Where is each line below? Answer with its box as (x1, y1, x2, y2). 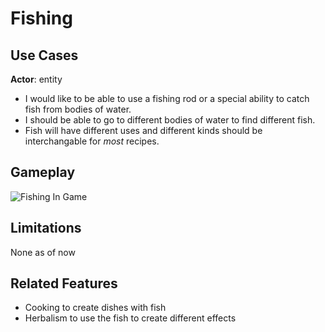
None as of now (10, 246, 76, 258)
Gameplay (10, 164, 76, 181)
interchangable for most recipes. (24, 135, 160, 147)
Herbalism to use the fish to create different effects (24, 312, 237, 324)
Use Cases (10, 47, 79, 64)
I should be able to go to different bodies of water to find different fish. (24, 114, 316, 126)
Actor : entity (10, 73, 63, 85)
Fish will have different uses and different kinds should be (24, 125, 263, 136)
